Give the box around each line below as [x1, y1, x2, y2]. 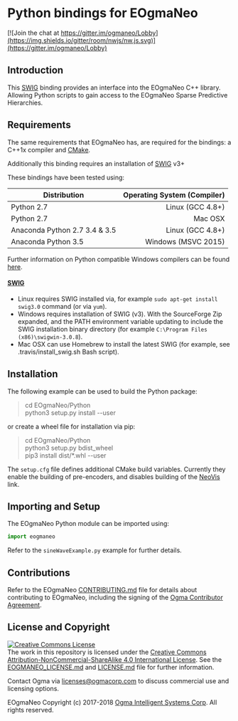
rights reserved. [7, 705, 55, 714]
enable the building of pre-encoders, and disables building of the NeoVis [7, 472, 220, 481]
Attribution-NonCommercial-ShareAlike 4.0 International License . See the [7, 655, 222, 663]
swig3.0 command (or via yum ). [17, 302, 107, 310]
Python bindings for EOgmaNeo [7, 5, 198, 21]
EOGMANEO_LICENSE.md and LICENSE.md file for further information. [7, 663, 215, 671]
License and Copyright [7, 621, 110, 633]
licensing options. [7, 684, 59, 693]
